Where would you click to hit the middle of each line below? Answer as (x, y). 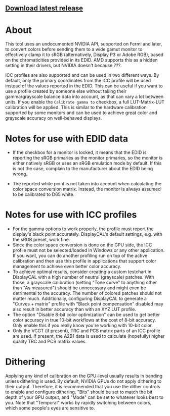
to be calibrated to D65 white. (44, 194)
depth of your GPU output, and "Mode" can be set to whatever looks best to (84, 397)
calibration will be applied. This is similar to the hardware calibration (76, 108)
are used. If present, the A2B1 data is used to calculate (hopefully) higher (89, 336)
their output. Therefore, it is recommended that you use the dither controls (83, 387)
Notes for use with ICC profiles (71, 215)
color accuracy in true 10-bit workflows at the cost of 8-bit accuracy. (84, 320)
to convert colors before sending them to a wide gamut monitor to (74, 49)
